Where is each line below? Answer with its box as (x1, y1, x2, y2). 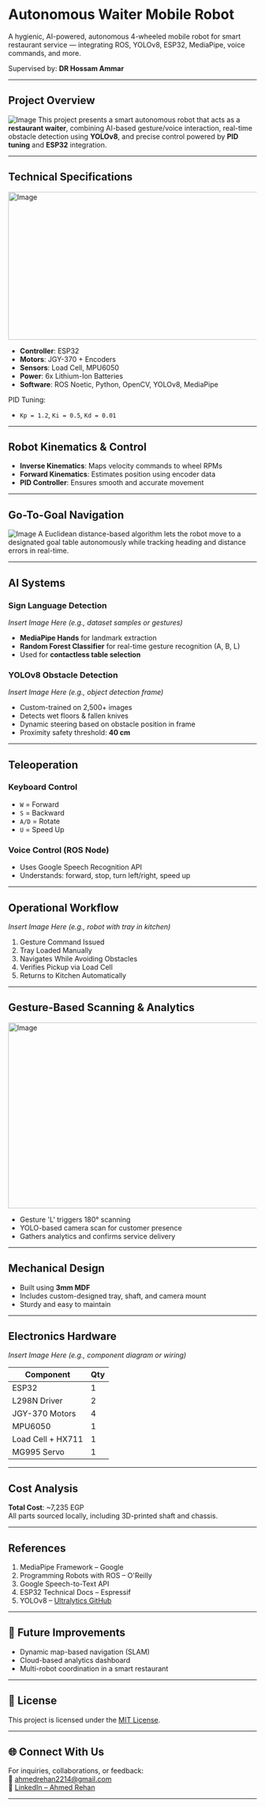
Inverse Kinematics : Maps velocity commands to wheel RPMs (19, 461, 222, 471)
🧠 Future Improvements (8, 1626, 126, 1640)
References (8, 1541, 66, 1555)
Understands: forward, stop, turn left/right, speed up (19, 871, 191, 880)
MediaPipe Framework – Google (19, 1562, 124, 1572)
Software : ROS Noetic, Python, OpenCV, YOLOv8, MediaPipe (19, 379, 218, 389)
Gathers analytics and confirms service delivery (19, 1231, 176, 1241)
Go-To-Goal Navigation (8, 508, 125, 521)
